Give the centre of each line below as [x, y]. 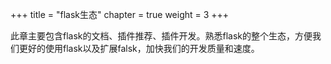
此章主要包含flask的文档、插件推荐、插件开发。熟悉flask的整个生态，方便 [161, 36]
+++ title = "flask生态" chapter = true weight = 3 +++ [120, 14]
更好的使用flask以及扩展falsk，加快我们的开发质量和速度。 [139, 48]
